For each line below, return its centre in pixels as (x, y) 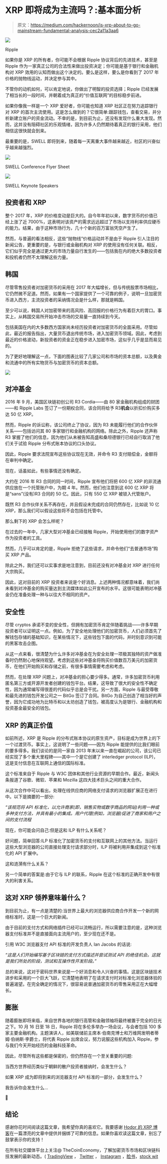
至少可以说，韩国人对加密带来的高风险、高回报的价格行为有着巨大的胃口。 (81, 310)
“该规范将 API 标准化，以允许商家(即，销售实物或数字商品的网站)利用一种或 (82, 807)
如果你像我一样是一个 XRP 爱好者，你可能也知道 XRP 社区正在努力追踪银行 (82, 105)
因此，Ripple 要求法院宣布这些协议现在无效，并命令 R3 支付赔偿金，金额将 (82, 454)
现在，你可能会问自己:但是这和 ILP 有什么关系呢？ (56, 830)
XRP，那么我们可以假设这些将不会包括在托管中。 (55, 511)
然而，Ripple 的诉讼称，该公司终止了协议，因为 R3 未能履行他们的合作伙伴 (82, 425)
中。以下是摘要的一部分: (30, 797)
